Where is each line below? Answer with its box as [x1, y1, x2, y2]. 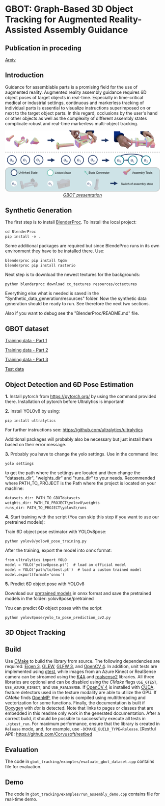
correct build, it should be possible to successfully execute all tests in [5, 716, 146, 722]
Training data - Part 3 [5, 357, 48, 363]
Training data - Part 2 [5, 347, 48, 353]
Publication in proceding [5, 44, 82, 52]
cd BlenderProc [5, 229, 36, 234]
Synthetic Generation [5, 206, 72, 215]
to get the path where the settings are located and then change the [5, 470, 141, 476]
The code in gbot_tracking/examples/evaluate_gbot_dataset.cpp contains [5, 758, 155, 764]
